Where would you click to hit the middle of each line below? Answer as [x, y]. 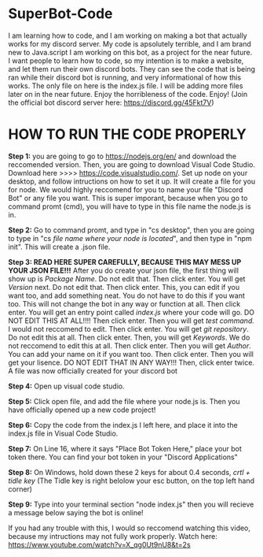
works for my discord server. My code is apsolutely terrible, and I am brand [130, 43]
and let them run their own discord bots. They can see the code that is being [132, 69]
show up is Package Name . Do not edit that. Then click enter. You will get [127, 278]
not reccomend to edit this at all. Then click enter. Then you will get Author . [130, 345]
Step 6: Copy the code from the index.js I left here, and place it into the [123, 425]
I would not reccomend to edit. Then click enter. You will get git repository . [128, 329]
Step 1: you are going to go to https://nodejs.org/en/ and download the [122, 156]
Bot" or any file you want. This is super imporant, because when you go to [128, 198]
